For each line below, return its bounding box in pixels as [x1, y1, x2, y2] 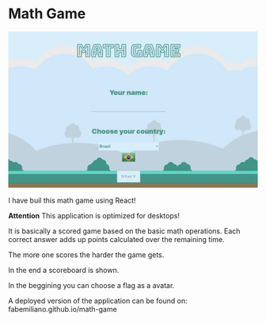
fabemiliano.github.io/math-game [8, 304, 117, 313]
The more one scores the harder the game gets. [8, 250, 165, 259]
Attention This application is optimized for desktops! [8, 210, 180, 220]
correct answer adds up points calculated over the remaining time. [8, 234, 225, 244]
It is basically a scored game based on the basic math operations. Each [8, 226, 241, 236]
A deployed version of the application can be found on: [8, 296, 188, 305]
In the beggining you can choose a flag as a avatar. [8, 280, 175, 290]
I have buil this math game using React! [8, 195, 136, 205]
